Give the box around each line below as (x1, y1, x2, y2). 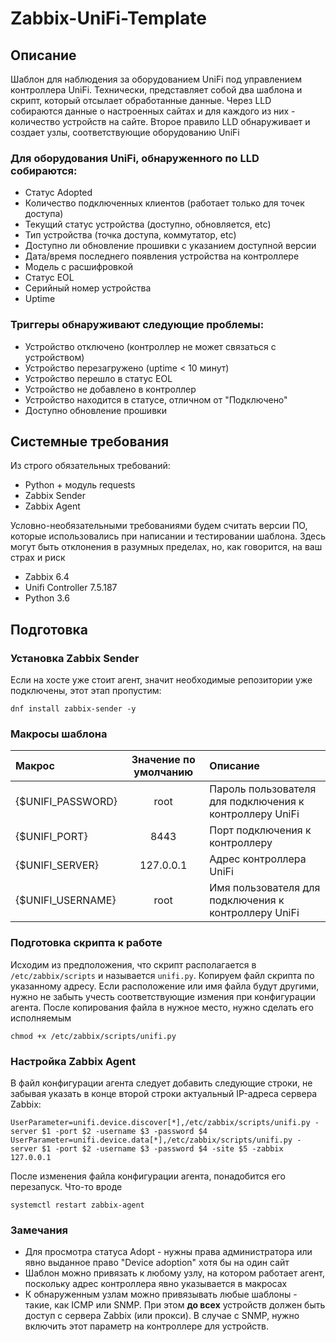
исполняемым (10, 1012, 72, 1024)
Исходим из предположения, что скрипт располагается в (10, 958, 257, 971)
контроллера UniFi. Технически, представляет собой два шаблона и (10, 84, 303, 96)
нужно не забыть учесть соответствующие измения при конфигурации (10, 990, 316, 1002)
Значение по (131, 753, 196, 767)
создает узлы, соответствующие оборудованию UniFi (10, 127, 240, 138)
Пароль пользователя (209, 782, 317, 796)
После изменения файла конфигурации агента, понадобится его (10, 1170, 286, 1182)
